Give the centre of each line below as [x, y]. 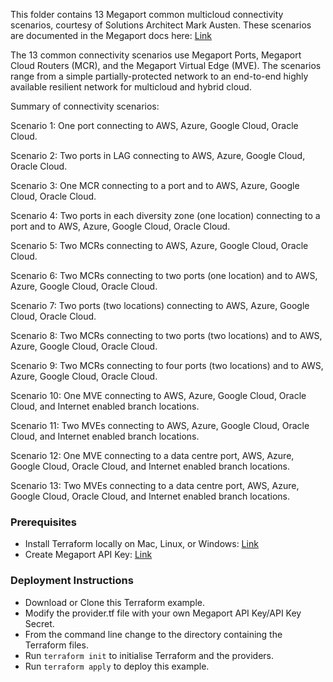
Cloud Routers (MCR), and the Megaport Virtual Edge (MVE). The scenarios [166, 65]
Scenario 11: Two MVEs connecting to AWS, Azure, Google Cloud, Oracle [160, 425]
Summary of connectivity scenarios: [85, 106]
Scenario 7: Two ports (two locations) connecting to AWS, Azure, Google [160, 305]
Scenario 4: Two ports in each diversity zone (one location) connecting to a [165, 215]
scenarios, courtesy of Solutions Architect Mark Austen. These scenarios [161, 25]
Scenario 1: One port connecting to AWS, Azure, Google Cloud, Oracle [154, 125]
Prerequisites [43, 522]
